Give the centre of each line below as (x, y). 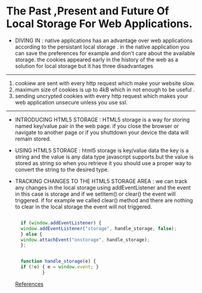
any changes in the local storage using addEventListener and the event (103, 187)
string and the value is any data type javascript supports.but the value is (104, 157)
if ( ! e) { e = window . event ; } (60, 267)
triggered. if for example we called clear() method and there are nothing (104, 200)
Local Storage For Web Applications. (99, 24)
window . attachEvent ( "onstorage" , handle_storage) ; (85, 240)
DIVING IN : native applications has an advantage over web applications (104, 40)
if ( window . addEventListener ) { (61, 223)
